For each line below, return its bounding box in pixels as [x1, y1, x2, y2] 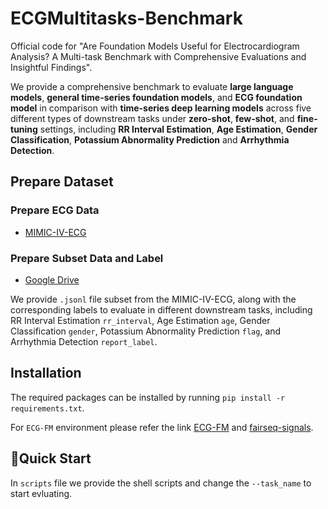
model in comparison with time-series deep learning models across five [10, 102, 312, 114]
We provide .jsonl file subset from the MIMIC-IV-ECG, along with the [10, 293, 297, 305]
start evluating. [10, 487, 73, 499]
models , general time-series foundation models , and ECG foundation [10, 91, 303, 103]
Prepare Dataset [10, 173, 114, 191]
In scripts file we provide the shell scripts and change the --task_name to [10, 477, 312, 489]
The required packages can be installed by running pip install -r [10, 391, 286, 403]
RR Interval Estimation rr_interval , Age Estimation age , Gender [10, 314, 271, 326]
